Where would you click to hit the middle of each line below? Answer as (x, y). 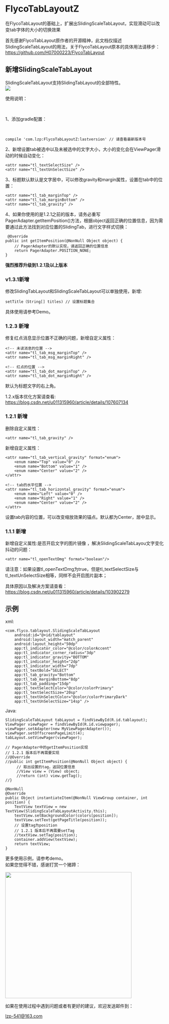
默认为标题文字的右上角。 (32, 386)
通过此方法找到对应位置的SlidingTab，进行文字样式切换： (69, 227)
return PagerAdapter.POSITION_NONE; (53, 250)
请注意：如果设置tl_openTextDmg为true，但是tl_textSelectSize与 (72, 569)
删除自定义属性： (23, 428)
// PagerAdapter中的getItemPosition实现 (47, 747)
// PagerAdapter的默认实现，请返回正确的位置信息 (61, 246)
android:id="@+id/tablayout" (45, 635)
